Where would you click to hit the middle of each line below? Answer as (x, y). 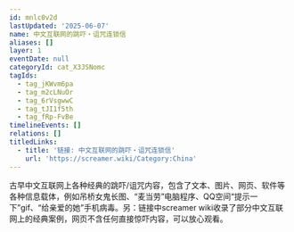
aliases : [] (31, 42)
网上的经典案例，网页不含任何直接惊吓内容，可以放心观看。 (118, 219)
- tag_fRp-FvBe (45, 117)
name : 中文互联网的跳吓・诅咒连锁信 (68, 34)
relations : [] (36, 134)
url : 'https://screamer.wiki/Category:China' (111, 158)
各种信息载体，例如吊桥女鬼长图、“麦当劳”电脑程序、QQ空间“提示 (130, 196)
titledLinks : (33, 142)
